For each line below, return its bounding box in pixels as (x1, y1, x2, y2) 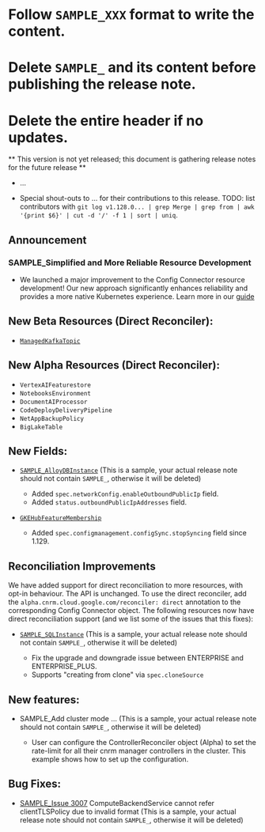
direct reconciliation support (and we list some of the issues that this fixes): (8, 615, 254, 624)
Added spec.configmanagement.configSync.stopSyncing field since (31, 528, 247, 538)
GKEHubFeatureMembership (19, 514, 102, 523)
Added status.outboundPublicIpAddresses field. (31, 497, 187, 507)
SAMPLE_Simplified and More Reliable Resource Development (8, 257, 252, 268)
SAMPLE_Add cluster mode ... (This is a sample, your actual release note (19, 714, 257, 724)
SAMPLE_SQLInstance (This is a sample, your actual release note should (19, 630, 248, 639)
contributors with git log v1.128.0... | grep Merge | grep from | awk (19, 202, 255, 211)
